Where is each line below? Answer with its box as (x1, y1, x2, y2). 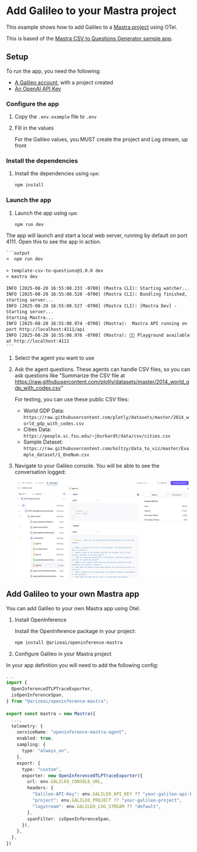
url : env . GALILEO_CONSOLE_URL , (27, 779, 104, 785)
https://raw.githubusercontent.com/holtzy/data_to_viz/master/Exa (23, 446, 189, 452)
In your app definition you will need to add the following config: (6, 661, 159, 668)
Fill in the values (14, 124, 54, 131)
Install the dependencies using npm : (14, 170, 100, 177)
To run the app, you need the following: (6, 67, 101, 75)
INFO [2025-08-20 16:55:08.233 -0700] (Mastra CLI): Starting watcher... (6, 286, 191, 292)
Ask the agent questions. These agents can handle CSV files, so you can (14, 366, 191, 373)
